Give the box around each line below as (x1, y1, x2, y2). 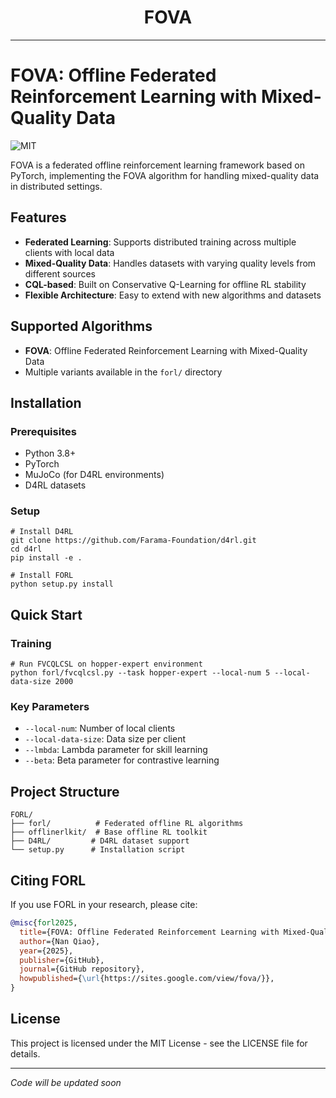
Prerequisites (10, 424, 77, 438)
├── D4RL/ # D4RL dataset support (10, 836, 190, 846)
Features (10, 209, 67, 226)
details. (10, 1047, 41, 1060)
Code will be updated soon (10, 1076, 122, 1088)
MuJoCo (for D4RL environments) (24, 469, 165, 481)
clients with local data (24, 246, 115, 258)
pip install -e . (10, 553, 83, 563)
